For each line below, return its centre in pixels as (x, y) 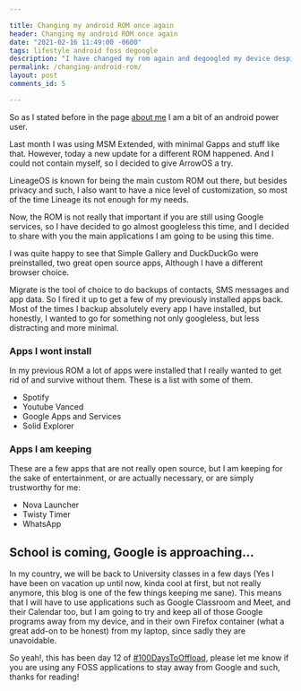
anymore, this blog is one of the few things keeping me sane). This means (146, 593)
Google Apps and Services (72, 417)
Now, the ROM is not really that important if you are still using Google (137, 217)
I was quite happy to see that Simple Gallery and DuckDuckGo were (134, 253)
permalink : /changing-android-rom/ (76, 67)
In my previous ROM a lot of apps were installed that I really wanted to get (146, 371)
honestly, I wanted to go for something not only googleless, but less (134, 318)
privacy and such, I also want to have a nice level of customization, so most (149, 190)
